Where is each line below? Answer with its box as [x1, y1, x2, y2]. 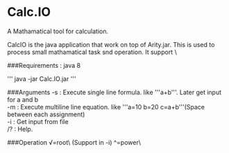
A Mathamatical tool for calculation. [7, 27, 109, 35]
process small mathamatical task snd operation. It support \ [7, 48, 177, 56]
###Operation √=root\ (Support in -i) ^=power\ [7, 138, 141, 146]
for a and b [7, 95, 39, 104]
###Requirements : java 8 [7, 61, 81, 69]
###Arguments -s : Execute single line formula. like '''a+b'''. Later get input [7, 88, 222, 96]
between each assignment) [7, 110, 85, 118]
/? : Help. [7, 125, 33, 133]
